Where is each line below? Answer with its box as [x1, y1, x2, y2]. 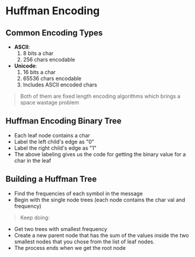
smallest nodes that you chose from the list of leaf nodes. [14, 238, 155, 245]
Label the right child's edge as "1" [14, 144, 97, 152]
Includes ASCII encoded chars [23, 81, 97, 88]
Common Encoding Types [5, 28, 103, 38]
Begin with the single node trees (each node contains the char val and [14, 196, 186, 203]
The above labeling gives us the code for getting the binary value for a [14, 150, 186, 158]
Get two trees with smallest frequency [14, 225, 107, 232]
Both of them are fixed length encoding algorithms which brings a [20, 93, 181, 99]
